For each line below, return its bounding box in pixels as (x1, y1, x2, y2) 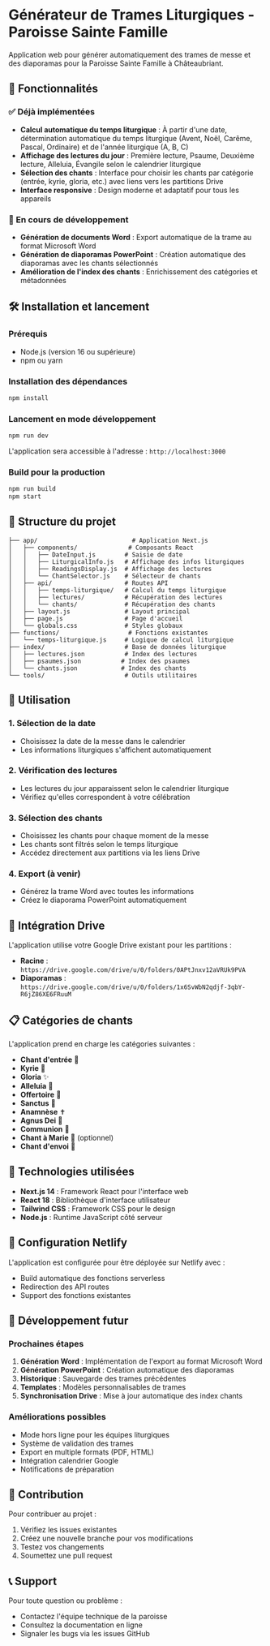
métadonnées (19, 275, 66, 285)
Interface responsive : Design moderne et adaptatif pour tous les (19, 185, 239, 195)
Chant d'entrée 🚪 (19, 1055, 79, 1064)
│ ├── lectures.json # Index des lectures (8, 650, 198, 658)
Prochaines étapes (8, 1338, 84, 1349)
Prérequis (8, 329, 48, 340)
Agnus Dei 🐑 (19, 1115, 63, 1125)
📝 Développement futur (8, 1314, 129, 1328)
